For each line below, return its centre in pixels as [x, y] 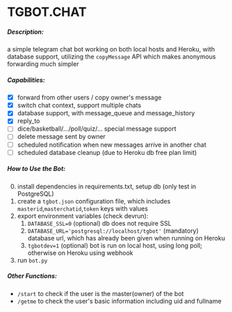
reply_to [28, 121]
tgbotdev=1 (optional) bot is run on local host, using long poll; [115, 245]
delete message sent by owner [61, 137]
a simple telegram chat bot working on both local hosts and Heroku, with [111, 49]
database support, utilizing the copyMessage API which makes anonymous [112, 57]
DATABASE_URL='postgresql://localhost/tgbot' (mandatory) [113, 231]
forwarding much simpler [43, 64]
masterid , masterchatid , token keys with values [82, 208]
